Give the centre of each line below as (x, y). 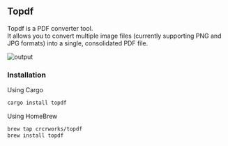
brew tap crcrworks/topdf (45, 129)
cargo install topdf (37, 103)
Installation (27, 75)
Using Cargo (25, 90)
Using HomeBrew (32, 116)
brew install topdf (36, 136)
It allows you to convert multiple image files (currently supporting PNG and (114, 36)
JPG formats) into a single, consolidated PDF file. (78, 43)
